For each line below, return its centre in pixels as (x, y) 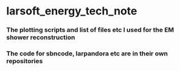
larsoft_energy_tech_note (72, 11)
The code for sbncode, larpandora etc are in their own (87, 54)
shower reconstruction (41, 37)
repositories (25, 61)
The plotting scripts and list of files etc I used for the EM (90, 30)
